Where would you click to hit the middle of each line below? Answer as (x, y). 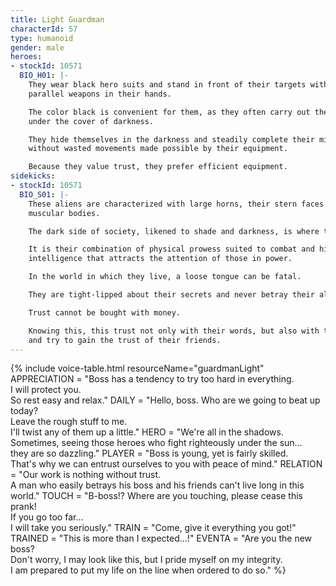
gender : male (37, 47)
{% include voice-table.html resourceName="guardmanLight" (137, 368)
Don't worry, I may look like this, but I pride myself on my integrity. (146, 560)
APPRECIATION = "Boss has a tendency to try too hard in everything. (152, 379)
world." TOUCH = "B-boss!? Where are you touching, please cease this (156, 496)
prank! (23, 507)
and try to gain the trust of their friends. (125, 340)
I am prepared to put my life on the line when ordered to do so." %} (148, 570)
